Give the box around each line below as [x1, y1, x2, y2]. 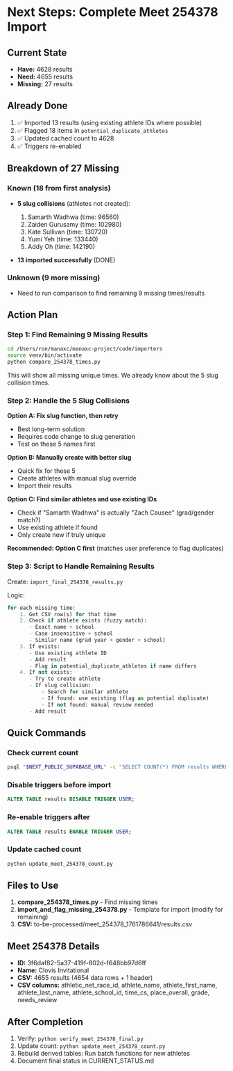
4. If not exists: [19, 669, 73, 676]
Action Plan [7, 309, 58, 321]
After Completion [7, 1016, 83, 1028]
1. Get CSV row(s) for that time [19, 611, 116, 618]
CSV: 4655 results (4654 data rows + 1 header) [17, 974, 153, 982]
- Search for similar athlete [41, 688, 129, 695]
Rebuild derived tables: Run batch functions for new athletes [17, 1049, 191, 1058]
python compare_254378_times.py [7, 359, 101, 366]
